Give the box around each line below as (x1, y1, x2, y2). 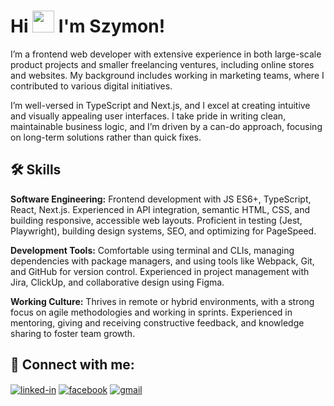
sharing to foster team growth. (10, 327, 136, 339)
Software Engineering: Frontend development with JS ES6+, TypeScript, (10, 193, 312, 205)
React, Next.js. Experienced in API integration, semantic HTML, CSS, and (10, 203, 311, 215)
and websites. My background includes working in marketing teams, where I (10, 69, 325, 81)
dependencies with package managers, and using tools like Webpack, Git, (10, 255, 315, 267)
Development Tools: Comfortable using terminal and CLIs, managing (10, 244, 295, 256)
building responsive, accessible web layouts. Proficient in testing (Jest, (10, 214, 303, 226)
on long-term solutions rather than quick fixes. (10, 131, 202, 143)
